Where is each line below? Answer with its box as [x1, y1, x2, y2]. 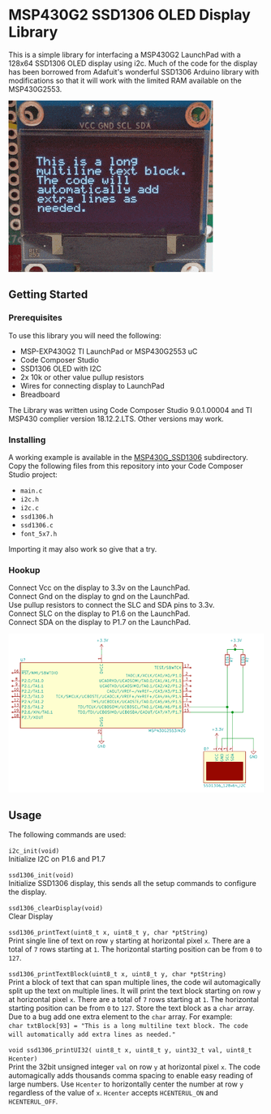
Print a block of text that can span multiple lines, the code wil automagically [8, 978, 261, 987]
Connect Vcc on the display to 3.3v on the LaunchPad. [8, 583, 191, 593]
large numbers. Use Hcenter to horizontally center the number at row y [8, 1079, 243, 1089]
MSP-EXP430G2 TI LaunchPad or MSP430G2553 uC [19, 346, 198, 356]
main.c [19, 487, 43, 495]
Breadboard [19, 389, 61, 399]
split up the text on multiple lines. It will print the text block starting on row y [8, 986, 261, 996]
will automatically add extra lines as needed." [8, 1030, 176, 1039]
